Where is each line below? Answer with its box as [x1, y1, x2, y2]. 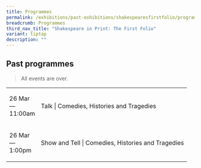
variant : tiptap [6, 31, 47, 37]
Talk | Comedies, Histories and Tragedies [41, 101, 157, 110]
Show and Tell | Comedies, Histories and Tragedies [41, 139, 184, 147]
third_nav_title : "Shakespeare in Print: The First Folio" [6, 25, 157, 32]
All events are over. [20, 74, 69, 82]
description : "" [6, 37, 47, 43]
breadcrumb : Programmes [6, 20, 66, 26]
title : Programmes [6, 8, 52, 15]
